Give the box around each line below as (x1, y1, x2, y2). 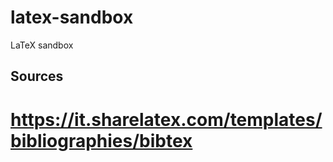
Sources (10, 68, 64, 85)
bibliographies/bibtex (10, 129, 193, 152)
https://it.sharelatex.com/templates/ (10, 108, 323, 131)
